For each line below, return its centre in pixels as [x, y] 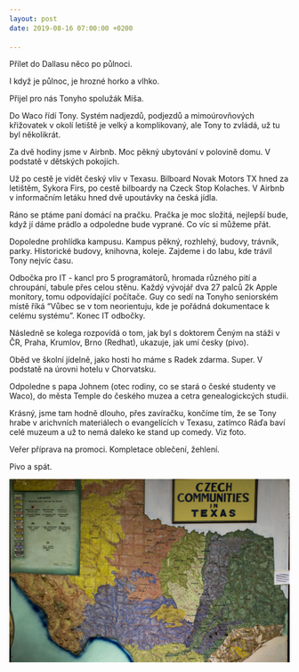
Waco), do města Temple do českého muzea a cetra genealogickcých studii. [149, 396]
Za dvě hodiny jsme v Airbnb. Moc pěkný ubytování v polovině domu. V [140, 152]
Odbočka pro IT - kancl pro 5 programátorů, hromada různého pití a [133, 278]
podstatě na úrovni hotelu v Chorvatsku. [83, 369]
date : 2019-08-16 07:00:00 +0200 [71, 28]
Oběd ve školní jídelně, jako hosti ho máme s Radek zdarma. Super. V [136, 360]
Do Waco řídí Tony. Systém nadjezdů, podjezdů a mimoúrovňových [132, 116]
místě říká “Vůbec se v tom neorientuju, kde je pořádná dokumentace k [139, 307]
